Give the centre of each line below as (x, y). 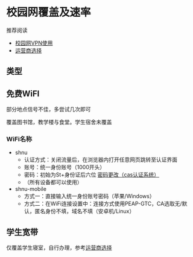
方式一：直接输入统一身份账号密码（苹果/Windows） (89, 196)
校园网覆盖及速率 (49, 12)
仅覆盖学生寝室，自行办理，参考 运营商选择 (59, 248)
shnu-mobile (31, 189)
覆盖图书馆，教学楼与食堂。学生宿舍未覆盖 (59, 122)
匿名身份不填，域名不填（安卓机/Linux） (85, 211)
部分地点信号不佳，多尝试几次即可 (49, 110)
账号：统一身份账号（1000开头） (65, 167)
